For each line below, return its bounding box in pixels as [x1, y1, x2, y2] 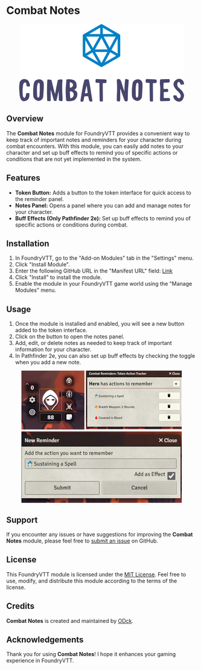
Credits [6, 601, 35, 611]
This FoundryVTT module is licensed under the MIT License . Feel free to [6, 570, 187, 578]
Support [6, 515, 38, 525]
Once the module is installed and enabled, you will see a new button [14, 320, 185, 327]
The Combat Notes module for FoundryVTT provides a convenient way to [6, 129, 190, 137]
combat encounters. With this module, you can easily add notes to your [6, 143, 184, 150]
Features [6, 173, 40, 183]
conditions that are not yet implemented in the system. [6, 155, 142, 163]
